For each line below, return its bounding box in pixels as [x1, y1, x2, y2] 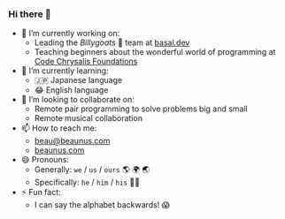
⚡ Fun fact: [20, 187, 61, 198]
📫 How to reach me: [20, 123, 97, 133]
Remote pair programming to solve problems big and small [34, 103, 249, 114]
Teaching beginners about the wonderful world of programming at [34, 47, 276, 57]
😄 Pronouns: [20, 155, 70, 165]
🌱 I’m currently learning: [20, 65, 109, 76]
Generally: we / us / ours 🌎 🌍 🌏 [34, 164, 150, 175]
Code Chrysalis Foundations [34, 57, 138, 67]
